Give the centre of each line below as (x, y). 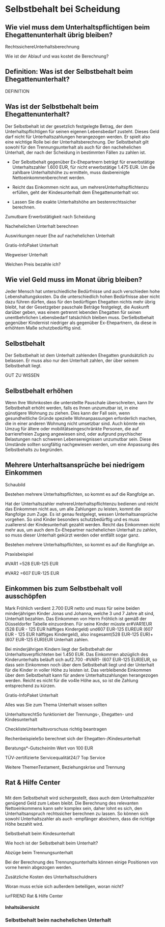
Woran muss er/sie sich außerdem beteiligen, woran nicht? (64, 887)
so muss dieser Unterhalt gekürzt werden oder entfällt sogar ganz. (72, 535)
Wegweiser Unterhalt (27, 255)
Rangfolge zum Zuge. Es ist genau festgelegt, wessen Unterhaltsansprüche (82, 514)
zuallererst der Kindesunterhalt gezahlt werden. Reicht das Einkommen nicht (82, 524)
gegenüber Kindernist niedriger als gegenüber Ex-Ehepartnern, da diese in (81, 323)
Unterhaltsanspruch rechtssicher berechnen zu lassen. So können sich (77, 814)
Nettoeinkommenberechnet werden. (49, 178)
